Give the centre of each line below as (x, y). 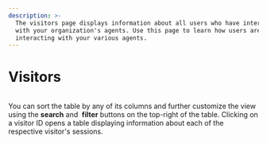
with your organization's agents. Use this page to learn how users (131, 30)
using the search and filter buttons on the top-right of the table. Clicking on (133, 115)
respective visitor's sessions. (56, 131)
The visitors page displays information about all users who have (128, 23)
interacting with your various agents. (81, 38)
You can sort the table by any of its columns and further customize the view (132, 106)
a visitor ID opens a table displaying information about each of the (116, 123)
